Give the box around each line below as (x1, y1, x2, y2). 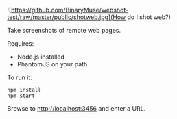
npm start (7, 92, 36, 99)
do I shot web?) (127, 13, 172, 21)
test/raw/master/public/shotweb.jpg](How (7, 13, 126, 21)
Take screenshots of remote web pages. (7, 27, 121, 34)
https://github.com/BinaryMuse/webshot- (11, 6, 129, 14)
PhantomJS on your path (16, 60, 88, 68)
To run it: (7, 73, 33, 81)
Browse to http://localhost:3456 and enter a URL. (7, 105, 146, 112)
